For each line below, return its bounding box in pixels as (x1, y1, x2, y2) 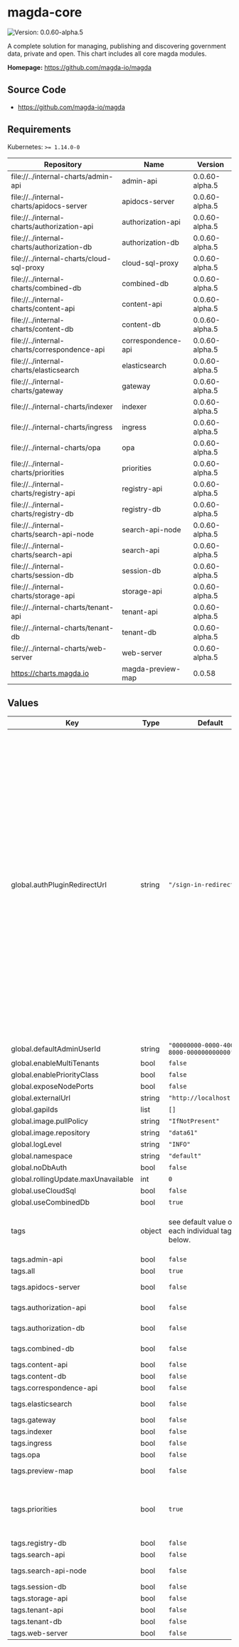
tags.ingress (11, 1439, 52, 1449)
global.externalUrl (11, 1093, 71, 1103)
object (140, 1226, 162, 1236)
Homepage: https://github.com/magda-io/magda (7, 63, 152, 71)
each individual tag (168, 1226, 233, 1236)
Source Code (7, 83, 66, 96)
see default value (168, 1217, 226, 1227)
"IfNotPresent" (168, 1118, 220, 1125)
